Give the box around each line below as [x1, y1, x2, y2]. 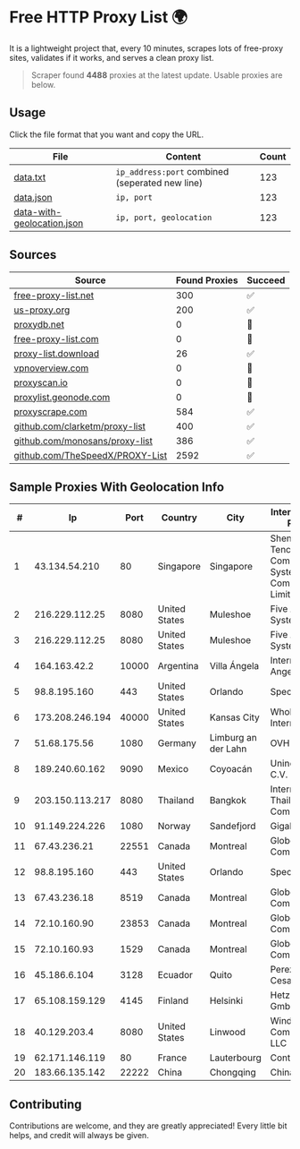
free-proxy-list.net [13, 288, 95, 301]
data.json [13, 191, 53, 203]
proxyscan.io [13, 376, 69, 389]
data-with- [13, 205, 62, 218]
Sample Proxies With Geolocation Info [9, 479, 225, 494]
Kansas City [209, 711, 261, 724]
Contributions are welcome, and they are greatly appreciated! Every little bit [9, 1120, 287, 1131]
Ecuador [157, 969, 194, 982]
